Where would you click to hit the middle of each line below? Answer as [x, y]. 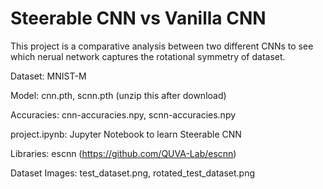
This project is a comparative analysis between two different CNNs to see [162, 46]
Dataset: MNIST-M [48, 76]
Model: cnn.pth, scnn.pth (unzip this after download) [118, 95]
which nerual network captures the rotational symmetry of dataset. [148, 56]
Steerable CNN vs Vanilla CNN [138, 18]
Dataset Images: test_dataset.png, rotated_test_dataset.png [133, 173]
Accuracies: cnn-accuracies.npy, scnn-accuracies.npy [123, 114]
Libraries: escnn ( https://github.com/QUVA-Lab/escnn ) [123, 153]
